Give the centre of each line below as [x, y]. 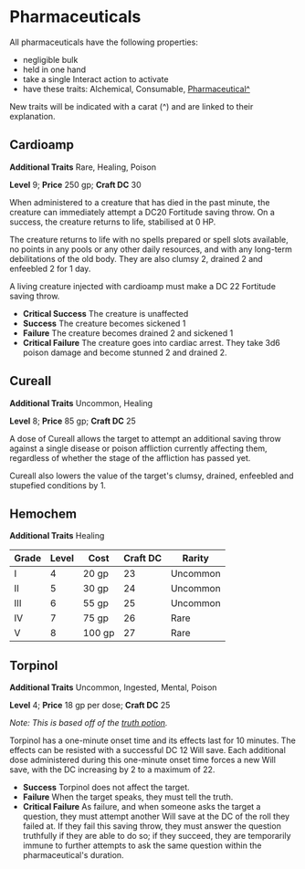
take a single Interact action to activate [95, 79]
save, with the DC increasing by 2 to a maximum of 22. [112, 770]
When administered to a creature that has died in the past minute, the [140, 202]
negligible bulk [50, 59]
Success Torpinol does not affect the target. [106, 788]
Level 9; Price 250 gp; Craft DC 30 [75, 184]
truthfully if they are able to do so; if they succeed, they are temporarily [157, 836]
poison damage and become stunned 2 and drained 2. [125, 352]
